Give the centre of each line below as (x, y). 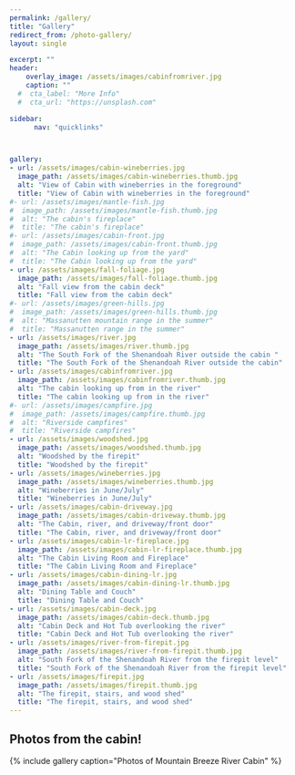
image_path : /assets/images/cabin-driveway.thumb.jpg (122, 516)
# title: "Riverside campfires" (73, 431)
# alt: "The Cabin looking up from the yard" (99, 253)
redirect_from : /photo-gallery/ (71, 35)
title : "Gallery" (42, 26)
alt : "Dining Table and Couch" (77, 592)
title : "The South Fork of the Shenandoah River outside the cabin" (150, 363)
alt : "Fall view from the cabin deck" (92, 287)
